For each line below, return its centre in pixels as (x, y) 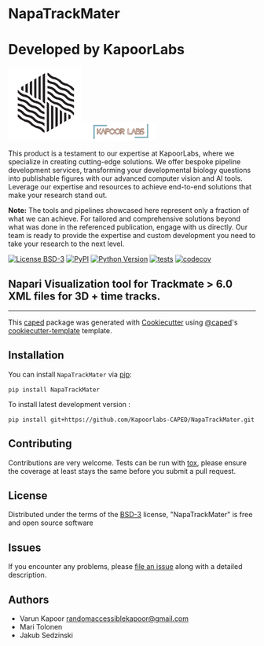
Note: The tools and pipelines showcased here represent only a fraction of (129, 211)
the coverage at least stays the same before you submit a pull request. (122, 471)
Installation (36, 356)
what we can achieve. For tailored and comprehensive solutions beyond (125, 219)
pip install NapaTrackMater (54, 390)
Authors (29, 599)
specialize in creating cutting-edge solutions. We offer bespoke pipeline (125, 162)
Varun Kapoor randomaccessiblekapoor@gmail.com (104, 618)
